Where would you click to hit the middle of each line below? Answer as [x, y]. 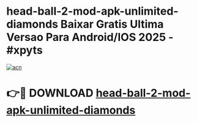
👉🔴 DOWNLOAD [50, 93]
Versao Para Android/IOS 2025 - [90, 37]
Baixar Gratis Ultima [112, 24]
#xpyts [24, 50]
